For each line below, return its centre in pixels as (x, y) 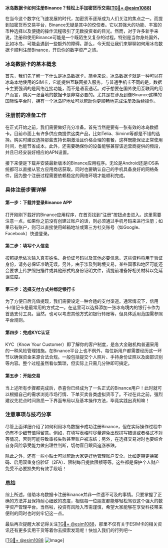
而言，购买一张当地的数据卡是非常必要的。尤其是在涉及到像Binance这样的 (86, 95)
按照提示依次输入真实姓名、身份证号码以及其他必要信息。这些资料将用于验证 (84, 258)
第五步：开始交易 (23, 376)
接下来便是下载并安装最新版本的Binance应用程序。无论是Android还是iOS (80, 163)
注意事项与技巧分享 (28, 415)
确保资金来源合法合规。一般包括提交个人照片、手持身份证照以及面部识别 (88, 357)
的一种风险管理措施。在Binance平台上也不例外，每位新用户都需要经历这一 (81, 351)
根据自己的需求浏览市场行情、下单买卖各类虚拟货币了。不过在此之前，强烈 (86, 394)
